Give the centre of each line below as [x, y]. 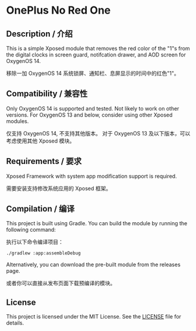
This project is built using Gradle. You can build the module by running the [97, 223]
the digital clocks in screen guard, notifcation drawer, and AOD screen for [96, 55]
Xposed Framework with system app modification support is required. [91, 176]
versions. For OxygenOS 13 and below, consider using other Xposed [89, 115]
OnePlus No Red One [59, 10]
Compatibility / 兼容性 [47, 94]
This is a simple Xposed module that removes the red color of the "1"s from [98, 48]
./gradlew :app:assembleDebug [44, 253]
